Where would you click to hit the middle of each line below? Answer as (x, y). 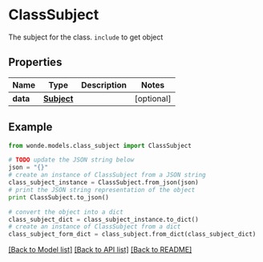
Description (104, 84)
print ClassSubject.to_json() (59, 197)
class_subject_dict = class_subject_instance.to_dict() (103, 219)
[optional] (153, 98)
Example (30, 127)
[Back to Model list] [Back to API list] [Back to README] (100, 250)
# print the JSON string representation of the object (102, 190)
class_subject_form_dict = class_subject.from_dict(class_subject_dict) (132, 235)
